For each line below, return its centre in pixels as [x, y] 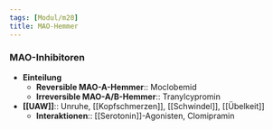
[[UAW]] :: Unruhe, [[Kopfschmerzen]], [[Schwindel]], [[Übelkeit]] [143, 106]
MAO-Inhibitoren [47, 58]
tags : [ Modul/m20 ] [44, 18]
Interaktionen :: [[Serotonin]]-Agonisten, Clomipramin [135, 116]
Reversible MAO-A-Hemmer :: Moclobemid [116, 87]
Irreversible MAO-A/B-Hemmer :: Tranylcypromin [128, 97]
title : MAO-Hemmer [44, 26]
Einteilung [42, 77]
